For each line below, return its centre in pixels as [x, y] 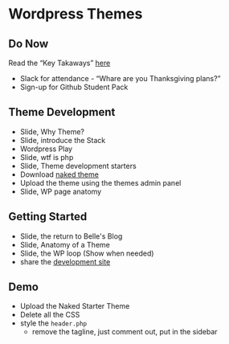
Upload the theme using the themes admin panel [100, 182]
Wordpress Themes [76, 14]
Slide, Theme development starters [78, 166]
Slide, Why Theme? [52, 131]
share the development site [65, 261]
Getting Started [48, 217]
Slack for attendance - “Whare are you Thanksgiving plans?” [120, 78]
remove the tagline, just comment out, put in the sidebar [125, 332]
